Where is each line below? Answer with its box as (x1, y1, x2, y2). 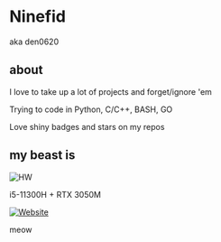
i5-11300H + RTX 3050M (9, 189, 102, 200)
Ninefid (9, 6, 66, 27)
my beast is (9, 147, 76, 163)
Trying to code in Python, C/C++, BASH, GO (9, 104, 173, 115)
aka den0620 (9, 36, 60, 47)
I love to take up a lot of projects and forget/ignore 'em (9, 86, 212, 97)
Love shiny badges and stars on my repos (9, 121, 165, 132)
